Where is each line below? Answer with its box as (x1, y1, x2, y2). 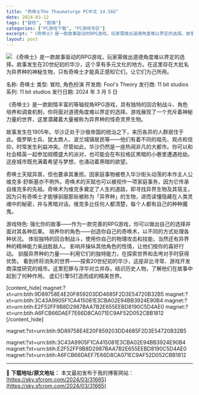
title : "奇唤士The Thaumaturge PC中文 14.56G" (6, 8, 118, 15)
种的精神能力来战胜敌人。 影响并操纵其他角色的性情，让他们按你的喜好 (6, 243, 179, 249)
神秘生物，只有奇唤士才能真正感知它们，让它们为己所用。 (31, 68, 172, 75)
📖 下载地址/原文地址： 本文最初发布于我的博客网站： (6, 369, 134, 376)
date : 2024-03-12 (6, 14, 49, 20)
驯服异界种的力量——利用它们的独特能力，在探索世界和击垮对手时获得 (17, 250, 190, 257)
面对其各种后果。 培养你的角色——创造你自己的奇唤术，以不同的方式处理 (6, 228, 184, 235)
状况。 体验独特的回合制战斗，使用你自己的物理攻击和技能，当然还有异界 (11, 235, 190, 242)
